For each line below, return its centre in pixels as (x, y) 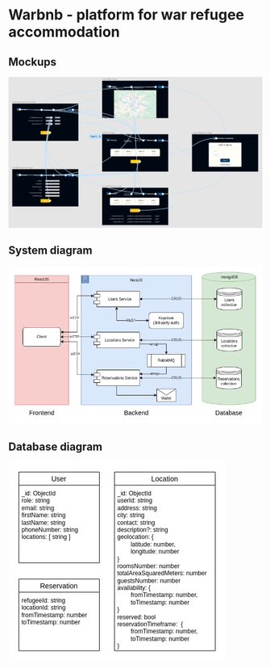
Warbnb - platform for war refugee (126, 15)
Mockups (33, 62)
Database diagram (56, 446)
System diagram (50, 251)
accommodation (64, 32)
